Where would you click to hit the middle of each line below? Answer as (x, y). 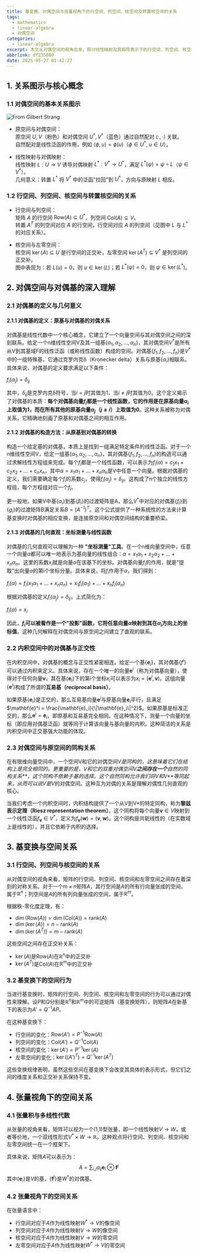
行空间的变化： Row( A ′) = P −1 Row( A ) (59, 1034)
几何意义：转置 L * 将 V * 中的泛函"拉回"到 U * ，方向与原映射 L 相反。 (96, 179)
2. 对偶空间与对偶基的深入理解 (61, 287)
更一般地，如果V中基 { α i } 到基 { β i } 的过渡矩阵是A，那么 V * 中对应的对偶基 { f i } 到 (97, 501)
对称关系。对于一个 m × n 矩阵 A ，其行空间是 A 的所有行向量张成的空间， (101, 886)
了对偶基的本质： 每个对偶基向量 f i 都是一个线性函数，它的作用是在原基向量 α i (98, 402)
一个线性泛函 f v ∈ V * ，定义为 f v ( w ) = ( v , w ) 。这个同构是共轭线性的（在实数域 (99, 819)
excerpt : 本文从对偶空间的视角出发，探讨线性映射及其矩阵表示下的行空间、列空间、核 (97, 50)
